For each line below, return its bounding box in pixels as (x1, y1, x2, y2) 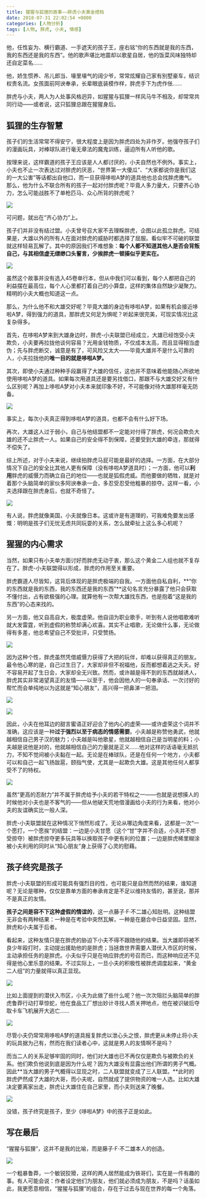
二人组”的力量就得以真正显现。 (6, 967, 85, 974)
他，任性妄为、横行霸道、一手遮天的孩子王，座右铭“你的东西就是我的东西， (6, 44, 197, 51)
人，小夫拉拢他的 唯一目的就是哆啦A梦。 (6, 354, 107, 362)
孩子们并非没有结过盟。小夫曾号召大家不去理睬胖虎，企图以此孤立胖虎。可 (6, 227, 194, 234)
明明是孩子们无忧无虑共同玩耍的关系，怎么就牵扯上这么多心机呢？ (17, 520, 184, 527)
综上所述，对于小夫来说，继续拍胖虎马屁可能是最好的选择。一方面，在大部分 (6, 456, 200, 464)
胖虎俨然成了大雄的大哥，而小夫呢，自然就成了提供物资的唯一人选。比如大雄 (6, 1075, 200, 1083)
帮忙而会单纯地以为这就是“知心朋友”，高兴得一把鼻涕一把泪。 (6, 684, 162, 691)
